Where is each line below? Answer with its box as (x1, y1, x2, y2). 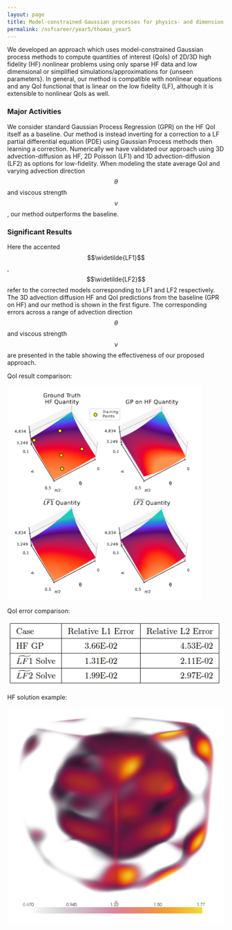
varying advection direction (7, 167, 85, 175)
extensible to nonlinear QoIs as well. (7, 90, 110, 98)
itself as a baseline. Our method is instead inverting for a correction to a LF (7, 130, 220, 138)
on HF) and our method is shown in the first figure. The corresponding (7, 301, 207, 309)
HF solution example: (7, 693, 68, 701)
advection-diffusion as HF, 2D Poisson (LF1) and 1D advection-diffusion (7, 152, 211, 160)
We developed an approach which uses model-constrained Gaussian (7, 46, 204, 54)
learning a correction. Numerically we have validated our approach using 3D (7, 144, 224, 153)
